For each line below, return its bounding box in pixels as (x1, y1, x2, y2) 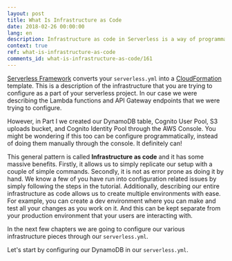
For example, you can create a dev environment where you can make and (7, 197, 216, 205)
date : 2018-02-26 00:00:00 (7, 23, 85, 30)
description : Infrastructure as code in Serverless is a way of (7, 36, 196, 43)
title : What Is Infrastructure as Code (7, 17, 122, 24)
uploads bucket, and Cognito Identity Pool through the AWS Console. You (7, 124, 216, 132)
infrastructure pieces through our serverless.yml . (7, 232, 148, 240)
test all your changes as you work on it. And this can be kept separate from (7, 204, 221, 212)
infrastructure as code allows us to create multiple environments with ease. (7, 189, 221, 197)
